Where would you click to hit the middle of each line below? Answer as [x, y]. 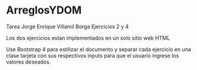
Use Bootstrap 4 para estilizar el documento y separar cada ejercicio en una [99, 49]
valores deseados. [29, 62]
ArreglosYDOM [44, 10]
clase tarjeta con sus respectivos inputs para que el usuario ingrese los [93, 55]
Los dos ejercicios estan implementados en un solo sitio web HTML [88, 38]
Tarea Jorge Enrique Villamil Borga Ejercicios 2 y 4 [68, 26]
